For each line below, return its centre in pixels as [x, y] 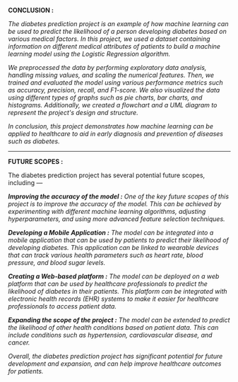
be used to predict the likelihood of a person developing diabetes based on [117, 31]
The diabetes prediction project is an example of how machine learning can [118, 24]
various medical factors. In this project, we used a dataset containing [109, 39]
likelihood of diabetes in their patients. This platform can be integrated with [118, 291]
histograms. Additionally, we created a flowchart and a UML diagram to [113, 105]
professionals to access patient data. [63, 306]
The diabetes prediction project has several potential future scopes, [107, 175]
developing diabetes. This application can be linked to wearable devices [114, 247]
